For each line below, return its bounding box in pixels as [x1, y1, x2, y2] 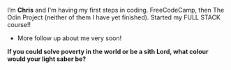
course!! [7, 21, 31, 28]
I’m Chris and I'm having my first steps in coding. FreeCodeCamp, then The [7, 6, 225, 14]
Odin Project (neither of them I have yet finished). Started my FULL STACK [7, 13, 221, 21]
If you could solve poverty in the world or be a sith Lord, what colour [7, 48, 209, 55]
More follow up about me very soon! [17, 34, 122, 42]
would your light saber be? [7, 55, 87, 63]
